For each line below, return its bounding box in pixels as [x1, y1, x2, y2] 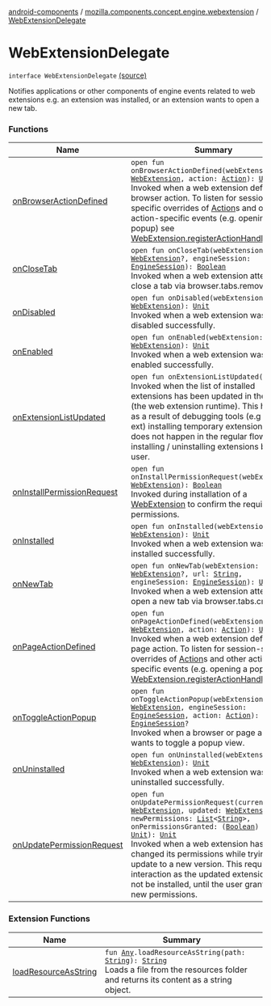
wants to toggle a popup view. [131, 738, 245, 749]
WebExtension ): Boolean [131, 480, 223, 490]
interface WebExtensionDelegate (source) [8, 70, 148, 80]
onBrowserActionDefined [12, 196, 108, 207]
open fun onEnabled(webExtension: [131, 333, 264, 342]
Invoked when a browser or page [131, 727, 256, 738]
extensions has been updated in [131, 391, 252, 402]
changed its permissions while [131, 848, 246, 860]
